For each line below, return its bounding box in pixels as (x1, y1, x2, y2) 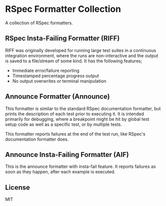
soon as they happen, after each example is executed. (5, 169, 115, 175)
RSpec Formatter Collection (5, 3, 121, 15)
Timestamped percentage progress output (12, 73, 99, 79)
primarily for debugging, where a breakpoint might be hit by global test (5, 116, 150, 122)
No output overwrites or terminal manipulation (12, 78, 107, 84)
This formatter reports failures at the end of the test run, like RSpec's (5, 131, 146, 137)
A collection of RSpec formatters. (5, 20, 73, 26)
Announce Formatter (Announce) (5, 93, 110, 101)
